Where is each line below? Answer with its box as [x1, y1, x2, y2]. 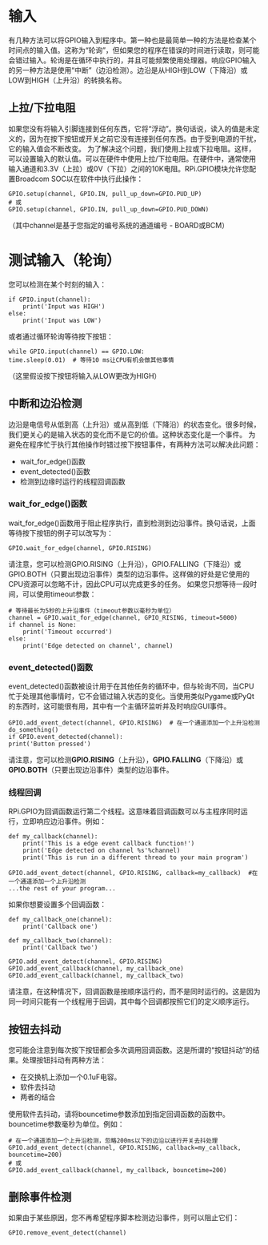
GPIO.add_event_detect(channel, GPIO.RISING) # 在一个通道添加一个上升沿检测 [8, 719, 260, 727]
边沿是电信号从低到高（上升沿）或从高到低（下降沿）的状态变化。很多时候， [8, 420, 261, 429]
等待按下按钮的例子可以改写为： [8, 528, 114, 537]
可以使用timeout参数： [22, 589, 97, 599]
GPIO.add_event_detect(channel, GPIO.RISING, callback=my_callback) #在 [8, 869, 258, 878]
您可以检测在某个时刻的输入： [8, 279, 106, 289]
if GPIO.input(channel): [8, 295, 91, 303]
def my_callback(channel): [8, 833, 98, 841]
